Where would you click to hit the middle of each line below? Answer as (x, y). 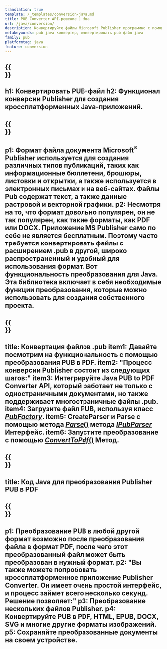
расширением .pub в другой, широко (66, 251)
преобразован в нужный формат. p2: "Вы (73, 562)
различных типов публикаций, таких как (72, 166)
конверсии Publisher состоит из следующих (78, 370)
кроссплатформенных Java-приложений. (74, 107)
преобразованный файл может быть (65, 554)
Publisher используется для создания (67, 158)
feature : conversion (27, 47)
